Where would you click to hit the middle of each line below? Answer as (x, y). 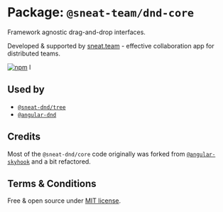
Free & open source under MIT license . (64, 201)
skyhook (19, 162)
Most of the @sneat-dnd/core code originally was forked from (96, 154)
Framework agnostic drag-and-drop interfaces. (76, 32)
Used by (26, 90)
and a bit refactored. (61, 161)
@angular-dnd (37, 115)
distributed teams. (34, 53)
